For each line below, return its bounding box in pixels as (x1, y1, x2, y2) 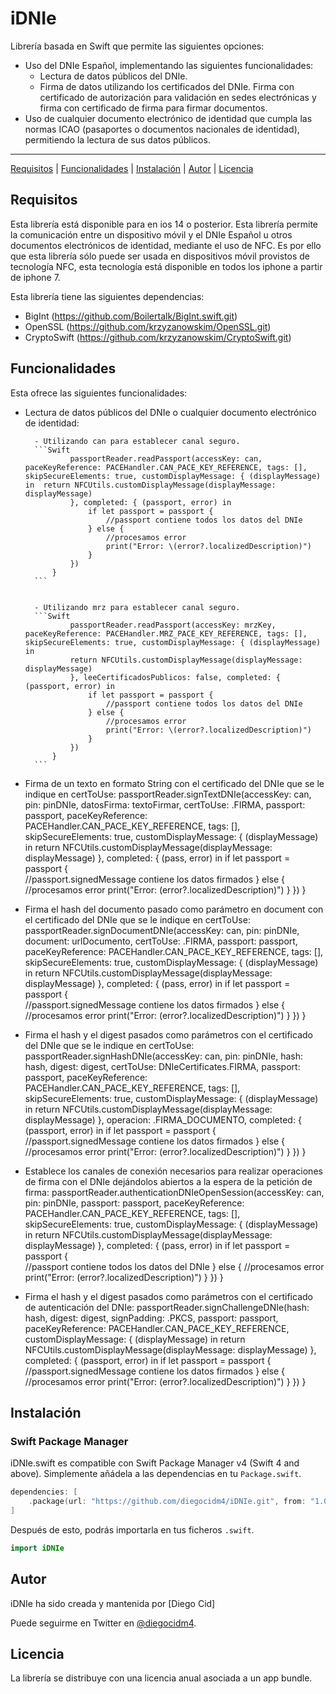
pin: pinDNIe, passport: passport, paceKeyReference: (24, 1197, 245, 1209)
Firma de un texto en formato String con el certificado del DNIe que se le (24, 777, 325, 789)
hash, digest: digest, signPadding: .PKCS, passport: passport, (24, 1312, 279, 1324)
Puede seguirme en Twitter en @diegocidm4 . (10, 1617, 197, 1629)
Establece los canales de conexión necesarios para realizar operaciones (24, 1165, 323, 1177)
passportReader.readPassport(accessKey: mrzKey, (69, 620, 277, 630)
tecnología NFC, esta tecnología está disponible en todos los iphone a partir (10, 260, 323, 272)
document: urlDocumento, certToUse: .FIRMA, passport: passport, (24, 935, 298, 947)
